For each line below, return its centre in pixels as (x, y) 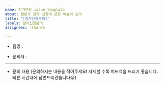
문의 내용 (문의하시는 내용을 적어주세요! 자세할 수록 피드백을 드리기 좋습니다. (85, 71)
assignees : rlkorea (25, 28)
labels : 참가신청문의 (24, 23)
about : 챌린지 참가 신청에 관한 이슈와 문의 (44, 14)
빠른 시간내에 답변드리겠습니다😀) (44, 78)
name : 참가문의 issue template (35, 9)
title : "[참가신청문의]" (27, 18)
